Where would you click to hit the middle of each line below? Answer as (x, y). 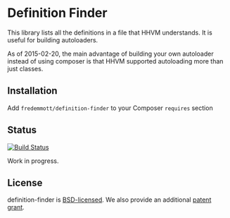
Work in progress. (33, 161)
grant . (16, 207)
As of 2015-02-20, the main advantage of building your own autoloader (110, 54)
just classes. (25, 68)
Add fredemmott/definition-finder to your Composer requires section (110, 108)
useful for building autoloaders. (53, 40)
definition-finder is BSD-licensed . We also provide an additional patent (109, 200)
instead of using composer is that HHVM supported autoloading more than (115, 61)
